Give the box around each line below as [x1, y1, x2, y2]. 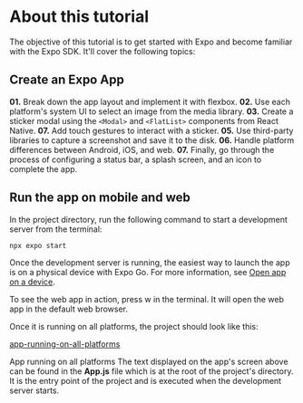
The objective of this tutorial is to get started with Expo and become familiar [9, 36, 293, 47]
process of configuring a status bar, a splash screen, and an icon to [9, 154, 262, 165]
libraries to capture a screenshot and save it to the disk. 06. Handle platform [9, 134, 295, 146]
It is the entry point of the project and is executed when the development [9, 375, 282, 386]
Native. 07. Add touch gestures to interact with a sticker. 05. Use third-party [9, 125, 294, 136]
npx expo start [9, 241, 67, 250]
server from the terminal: [9, 224, 103, 235]
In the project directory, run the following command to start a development [9, 214, 288, 225]
